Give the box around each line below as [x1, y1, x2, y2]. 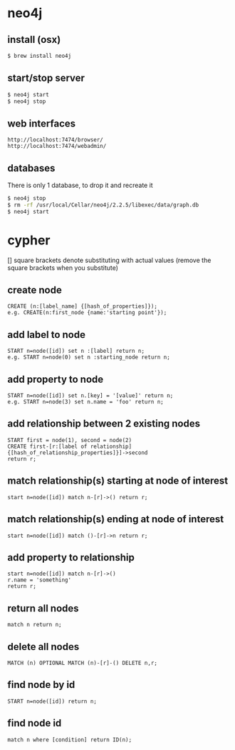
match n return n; [7, 621, 62, 629]
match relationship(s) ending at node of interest [7, 513, 224, 526]
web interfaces [7, 117, 76, 129]
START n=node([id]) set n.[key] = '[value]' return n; [7, 392, 174, 399]
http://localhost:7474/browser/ [7, 136, 103, 144]
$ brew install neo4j [7, 52, 72, 59]
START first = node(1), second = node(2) [7, 436, 132, 444]
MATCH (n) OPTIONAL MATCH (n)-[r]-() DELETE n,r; [7, 659, 158, 666]
